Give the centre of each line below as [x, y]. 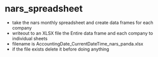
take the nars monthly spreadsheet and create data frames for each [83, 22]
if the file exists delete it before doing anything [61, 49]
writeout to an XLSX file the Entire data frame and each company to [82, 33]
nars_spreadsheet [44, 9]
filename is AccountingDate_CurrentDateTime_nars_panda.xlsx [78, 43]
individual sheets [30, 38]
